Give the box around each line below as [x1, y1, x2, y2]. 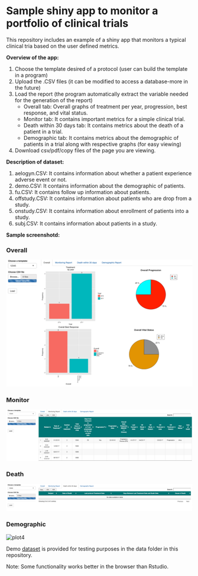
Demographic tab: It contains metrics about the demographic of [23, 134, 179, 141]
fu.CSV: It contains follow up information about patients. [14, 188, 151, 195]
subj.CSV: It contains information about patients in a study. [14, 220, 158, 227]
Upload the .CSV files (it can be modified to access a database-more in [14, 78, 188, 85]
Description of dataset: [6, 158, 64, 165]
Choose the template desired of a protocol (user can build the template [14, 65, 188, 72]
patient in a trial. [23, 128, 63, 135]
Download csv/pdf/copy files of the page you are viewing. [14, 146, 156, 154]
